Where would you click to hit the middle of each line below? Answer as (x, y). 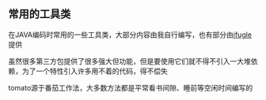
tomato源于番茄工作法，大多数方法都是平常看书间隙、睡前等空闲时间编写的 (131, 87)
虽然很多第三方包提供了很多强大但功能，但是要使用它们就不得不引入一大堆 (129, 61)
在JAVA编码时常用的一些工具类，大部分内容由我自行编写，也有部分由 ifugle (130, 35)
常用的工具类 (40, 14)
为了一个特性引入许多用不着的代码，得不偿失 (95, 71)
